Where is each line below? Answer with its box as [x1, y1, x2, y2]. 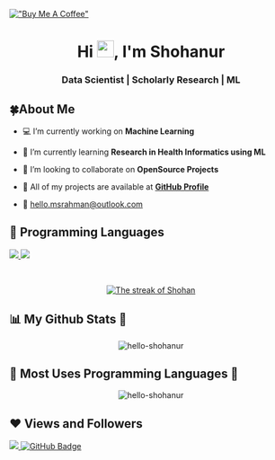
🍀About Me [9, 102, 75, 117]
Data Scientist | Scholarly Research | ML [61, 74, 241, 86]
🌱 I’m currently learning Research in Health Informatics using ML [22, 146, 267, 157]
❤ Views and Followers [9, 416, 144, 431]
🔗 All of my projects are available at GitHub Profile [22, 181, 209, 192]
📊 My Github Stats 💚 [9, 312, 128, 327]
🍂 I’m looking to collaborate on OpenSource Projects [22, 164, 218, 174]
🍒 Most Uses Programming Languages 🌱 [9, 366, 239, 381]
